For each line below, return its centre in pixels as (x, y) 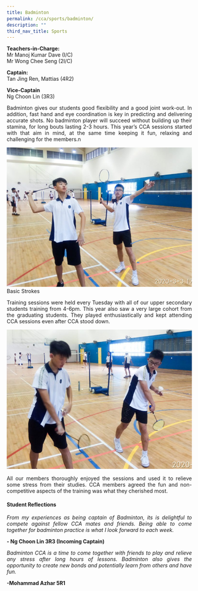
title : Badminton (28, 12)
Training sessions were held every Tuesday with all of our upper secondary (99, 303)
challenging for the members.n (44, 139)
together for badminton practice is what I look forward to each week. (90, 530)
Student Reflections (31, 504)
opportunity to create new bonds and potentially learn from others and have (99, 566)
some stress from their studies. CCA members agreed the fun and (92, 485)
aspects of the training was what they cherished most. (102, 491)
